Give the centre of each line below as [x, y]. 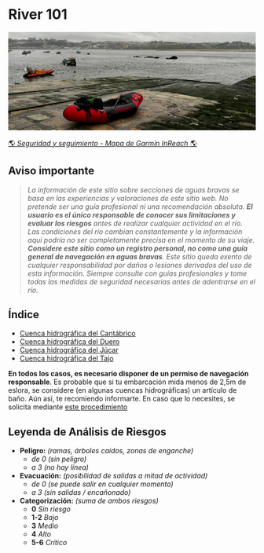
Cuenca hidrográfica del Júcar [69, 350]
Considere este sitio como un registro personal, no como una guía [137, 248]
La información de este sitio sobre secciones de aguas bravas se [133, 189]
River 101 [38, 15]
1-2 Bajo [45, 518]
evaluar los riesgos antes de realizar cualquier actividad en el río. [135, 223]
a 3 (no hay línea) [60, 467]
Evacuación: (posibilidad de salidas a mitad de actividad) [114, 476]
